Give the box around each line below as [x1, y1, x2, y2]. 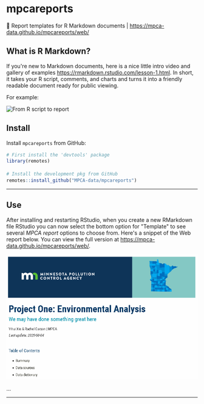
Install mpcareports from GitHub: [6, 139, 86, 146]
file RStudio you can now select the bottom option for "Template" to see [6, 222, 186, 230]
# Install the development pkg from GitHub [6, 171, 118, 177]
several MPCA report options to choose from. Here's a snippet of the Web [6, 229, 191, 236]
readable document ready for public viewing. [6, 82, 119, 89]
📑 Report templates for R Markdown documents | [6, 22, 129, 29]
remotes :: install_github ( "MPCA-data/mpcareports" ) [6, 177, 137, 184]
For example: [6, 93, 39, 101]
